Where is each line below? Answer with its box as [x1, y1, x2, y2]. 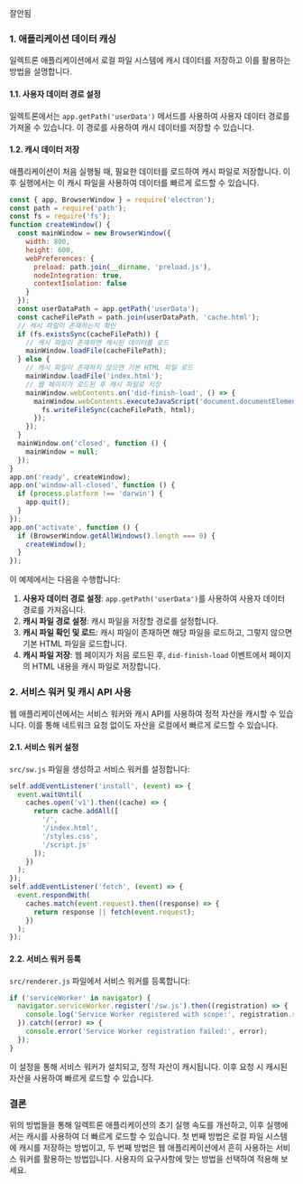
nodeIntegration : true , [32, 270, 124, 280]
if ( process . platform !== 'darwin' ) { [17, 489, 164, 499]
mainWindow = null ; [25, 446, 99, 456]
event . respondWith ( [17, 891, 91, 900]
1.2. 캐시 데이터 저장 [9, 144, 79, 155]
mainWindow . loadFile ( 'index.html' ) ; [25, 371, 164, 381]
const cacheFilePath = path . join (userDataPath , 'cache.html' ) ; [17, 313, 260, 322]
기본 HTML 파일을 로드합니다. [22, 638, 128, 649]
